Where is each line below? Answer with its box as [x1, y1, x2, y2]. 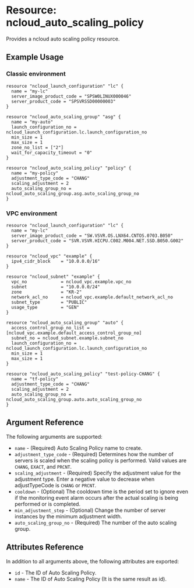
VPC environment [6, 209, 58, 217]
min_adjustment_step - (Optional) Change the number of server [14, 507, 166, 514]
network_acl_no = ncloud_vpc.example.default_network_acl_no [11, 294, 174, 300]
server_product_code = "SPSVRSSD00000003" [11, 98, 116, 104]
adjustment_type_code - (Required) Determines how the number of [14, 451, 174, 458]
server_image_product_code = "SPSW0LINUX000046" [11, 93, 132, 99]
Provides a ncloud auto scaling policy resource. [6, 35, 120, 42]
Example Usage [6, 52, 64, 62]
